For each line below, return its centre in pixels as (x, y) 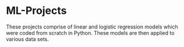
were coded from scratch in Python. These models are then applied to (90, 32)
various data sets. (27, 39)
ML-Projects (37, 11)
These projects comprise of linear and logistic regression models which (92, 27)
